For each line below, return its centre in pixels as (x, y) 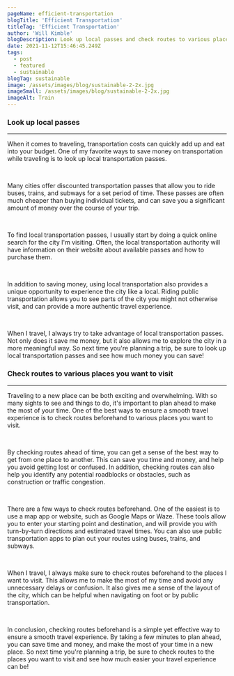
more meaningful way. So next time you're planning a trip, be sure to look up (117, 348)
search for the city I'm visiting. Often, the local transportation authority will (114, 243)
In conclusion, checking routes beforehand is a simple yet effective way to (114, 629)
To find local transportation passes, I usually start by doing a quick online (112, 235)
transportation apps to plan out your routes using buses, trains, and (104, 538)
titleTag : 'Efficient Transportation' (63, 26)
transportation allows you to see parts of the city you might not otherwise (112, 299)
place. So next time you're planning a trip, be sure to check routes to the (111, 652)
